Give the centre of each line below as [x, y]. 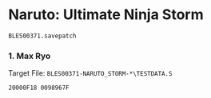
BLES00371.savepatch [43, 36]
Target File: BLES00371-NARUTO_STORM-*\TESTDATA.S [90, 73]
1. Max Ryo [30, 56]
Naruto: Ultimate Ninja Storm [106, 15]
